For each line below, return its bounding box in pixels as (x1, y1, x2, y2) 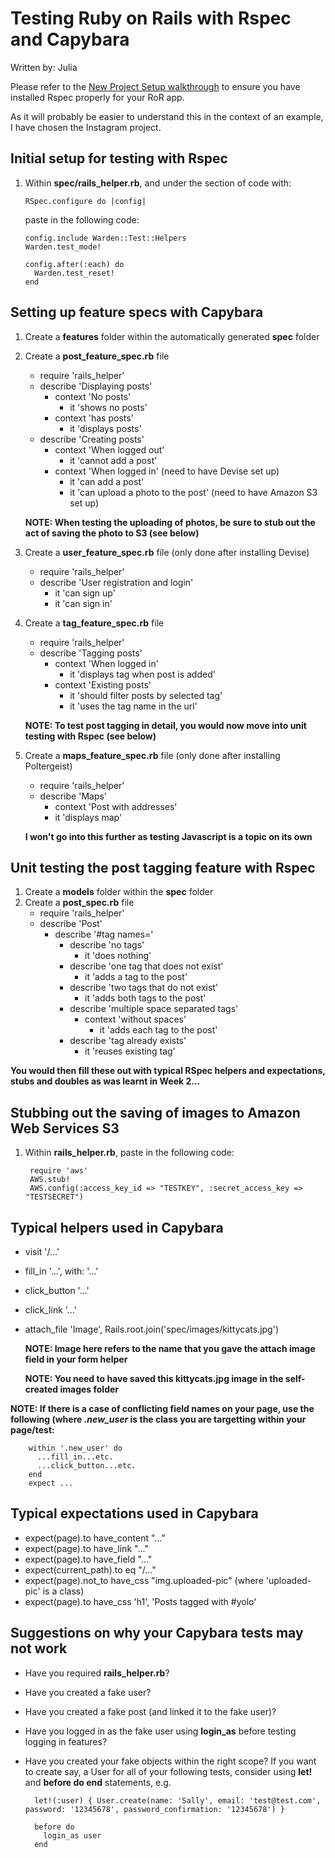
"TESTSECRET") (24, 1192, 84, 1202)
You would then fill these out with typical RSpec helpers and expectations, (10, 1065, 326, 1077)
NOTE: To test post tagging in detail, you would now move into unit (24, 719, 307, 731)
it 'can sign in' (54, 597, 113, 609)
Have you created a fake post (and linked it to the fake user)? (24, 1705, 277, 1717)
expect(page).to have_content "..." (24, 1532, 166, 1544)
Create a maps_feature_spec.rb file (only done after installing (24, 749, 281, 761)
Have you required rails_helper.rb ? (24, 1667, 170, 1679)
